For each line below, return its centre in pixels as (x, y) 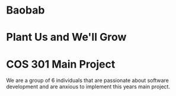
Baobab (25, 10)
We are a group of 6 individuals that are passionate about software (87, 81)
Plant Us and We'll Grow (66, 37)
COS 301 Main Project (61, 64)
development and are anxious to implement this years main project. (88, 87)
